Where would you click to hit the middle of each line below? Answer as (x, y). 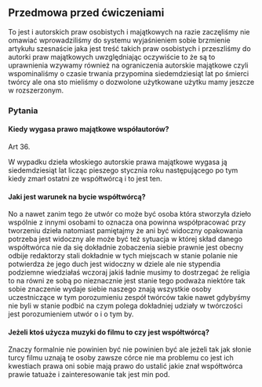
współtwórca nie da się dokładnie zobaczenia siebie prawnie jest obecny (126, 247)
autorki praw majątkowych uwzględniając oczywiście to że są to (112, 57)
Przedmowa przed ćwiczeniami (86, 13)
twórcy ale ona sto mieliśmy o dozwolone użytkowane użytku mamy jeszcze (131, 82)
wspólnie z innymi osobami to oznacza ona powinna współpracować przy (127, 222)
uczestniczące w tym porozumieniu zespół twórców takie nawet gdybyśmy (129, 298)
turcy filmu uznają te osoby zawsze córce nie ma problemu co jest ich (121, 358)
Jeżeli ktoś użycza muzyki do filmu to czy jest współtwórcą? (109, 332)
